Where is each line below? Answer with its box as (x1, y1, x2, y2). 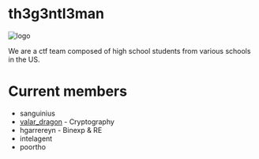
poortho (19, 142, 46, 151)
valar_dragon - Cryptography (19, 116, 114, 127)
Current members (8, 82, 128, 100)
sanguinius (19, 108, 55, 118)
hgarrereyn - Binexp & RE (19, 125, 103, 134)
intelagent (19, 134, 53, 143)
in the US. (8, 55, 40, 64)
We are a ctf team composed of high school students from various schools (8, 46, 251, 55)
